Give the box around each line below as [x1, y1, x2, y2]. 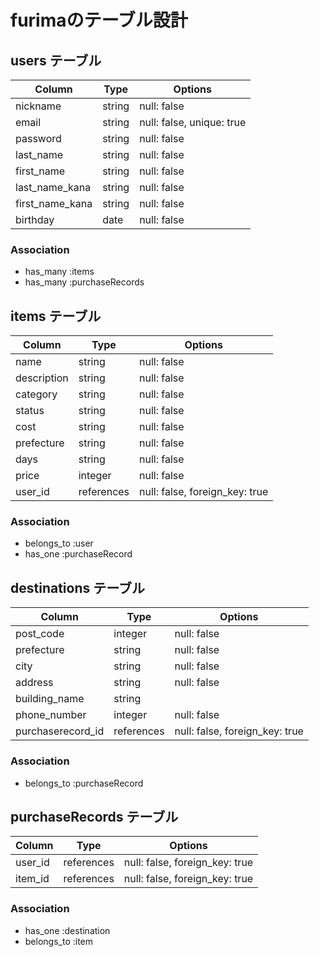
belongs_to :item [24, 935, 94, 947]
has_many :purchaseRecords [24, 276, 145, 288]
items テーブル [10, 307, 102, 325]
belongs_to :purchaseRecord [24, 777, 144, 789]
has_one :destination [24, 924, 111, 936]
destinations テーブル [10, 579, 145, 596]
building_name [15, 692, 85, 706]
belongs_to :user [24, 537, 94, 550]
